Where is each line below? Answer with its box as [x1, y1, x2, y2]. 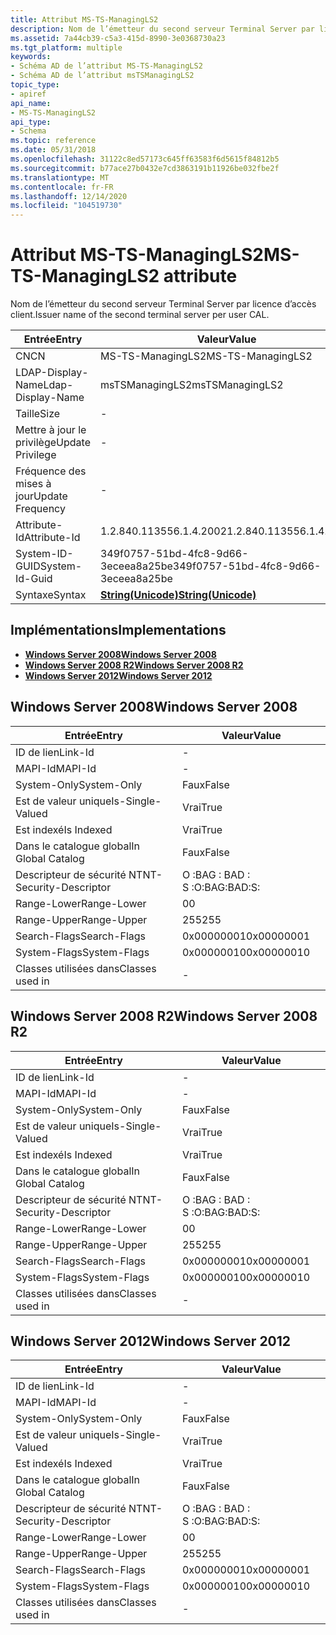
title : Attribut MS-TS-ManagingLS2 [10, 14, 159, 25]
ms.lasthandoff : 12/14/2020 [10, 191, 128, 201]
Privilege [15, 448, 57, 462]
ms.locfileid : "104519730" [10, 201, 123, 211]
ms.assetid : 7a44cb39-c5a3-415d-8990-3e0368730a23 [10, 33, 226, 43]
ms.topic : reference [10, 136, 97, 146]
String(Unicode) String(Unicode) [99, 588, 257, 602]
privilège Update [15, 436, 91, 450]
